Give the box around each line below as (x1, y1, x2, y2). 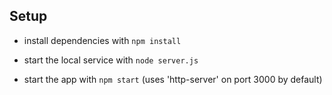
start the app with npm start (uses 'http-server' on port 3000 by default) (23, 73, 323, 85)
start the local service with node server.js (23, 54, 199, 66)
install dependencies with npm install (23, 34, 182, 46)
